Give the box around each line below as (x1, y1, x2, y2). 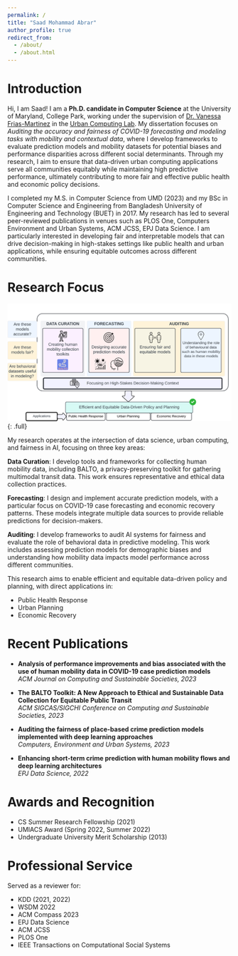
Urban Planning (17, 603, 64, 612)
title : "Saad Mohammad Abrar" (7, 19, 97, 26)
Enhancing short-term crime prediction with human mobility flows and (17, 754, 230, 763)
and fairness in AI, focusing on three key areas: (7, 443, 146, 452)
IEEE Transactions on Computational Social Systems (17, 940, 171, 949)
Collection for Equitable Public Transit (17, 696, 133, 705)
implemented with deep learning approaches (17, 733, 153, 741)
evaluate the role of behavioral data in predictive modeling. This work (7, 538, 210, 547)
